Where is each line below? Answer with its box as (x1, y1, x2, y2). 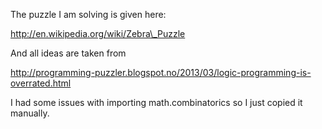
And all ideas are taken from (10, 47, 127, 59)
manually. (10, 107, 50, 119)
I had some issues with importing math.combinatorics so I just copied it (10, 97, 303, 108)
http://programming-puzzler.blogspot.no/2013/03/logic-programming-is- (10, 67, 312, 78)
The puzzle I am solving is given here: (10, 9, 167, 20)
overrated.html (10, 77, 72, 89)
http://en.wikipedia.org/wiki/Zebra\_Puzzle (10, 28, 186, 39)
